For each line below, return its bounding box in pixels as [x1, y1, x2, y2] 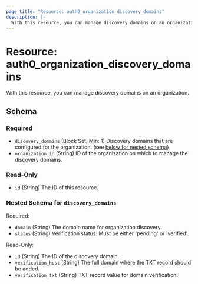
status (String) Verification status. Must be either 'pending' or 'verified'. [14, 230, 189, 237]
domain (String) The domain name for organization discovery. [14, 223, 162, 230]
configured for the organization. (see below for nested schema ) [14, 143, 169, 151]
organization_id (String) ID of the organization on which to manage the [14, 150, 189, 156]
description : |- [6, 14, 46, 20]
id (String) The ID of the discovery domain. [14, 252, 120, 259]
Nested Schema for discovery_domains [6, 199, 117, 207]
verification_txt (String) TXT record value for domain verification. [14, 271, 179, 278]
